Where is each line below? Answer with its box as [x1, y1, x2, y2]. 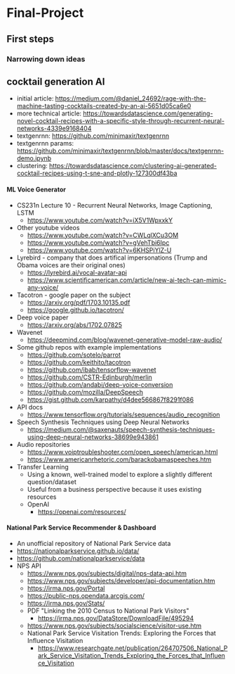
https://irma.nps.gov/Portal [27, 584, 105, 592]
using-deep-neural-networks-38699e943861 [27, 433, 159, 441]
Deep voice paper [16, 313, 69, 322]
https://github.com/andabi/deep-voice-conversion [27, 380, 173, 388]
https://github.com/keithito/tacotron [27, 357, 131, 367]
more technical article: [16, 109, 82, 117]
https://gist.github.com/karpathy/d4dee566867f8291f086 [27, 395, 194, 404]
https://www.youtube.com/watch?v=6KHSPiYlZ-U [27, 246, 172, 254]
